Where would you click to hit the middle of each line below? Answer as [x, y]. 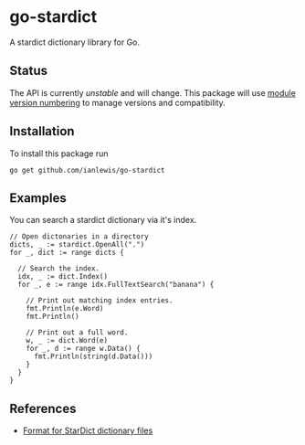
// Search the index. [59, 269]
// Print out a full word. [77, 333]
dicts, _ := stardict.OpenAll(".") [77, 245]
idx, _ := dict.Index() [63, 277]
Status [29, 71]
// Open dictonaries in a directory [79, 237]
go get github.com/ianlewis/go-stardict [88, 170]
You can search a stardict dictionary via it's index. [103, 220]
